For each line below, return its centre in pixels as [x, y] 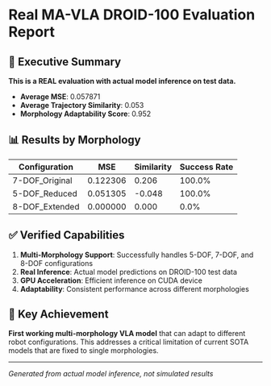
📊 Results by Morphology [75, 140]
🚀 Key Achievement [58, 315]
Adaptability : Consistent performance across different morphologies [135, 288]
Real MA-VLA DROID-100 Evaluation [132, 15]
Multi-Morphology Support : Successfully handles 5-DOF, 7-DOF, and [137, 255]
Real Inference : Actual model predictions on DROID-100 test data [129, 272]
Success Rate [206, 167]
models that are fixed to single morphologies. [83, 351]
